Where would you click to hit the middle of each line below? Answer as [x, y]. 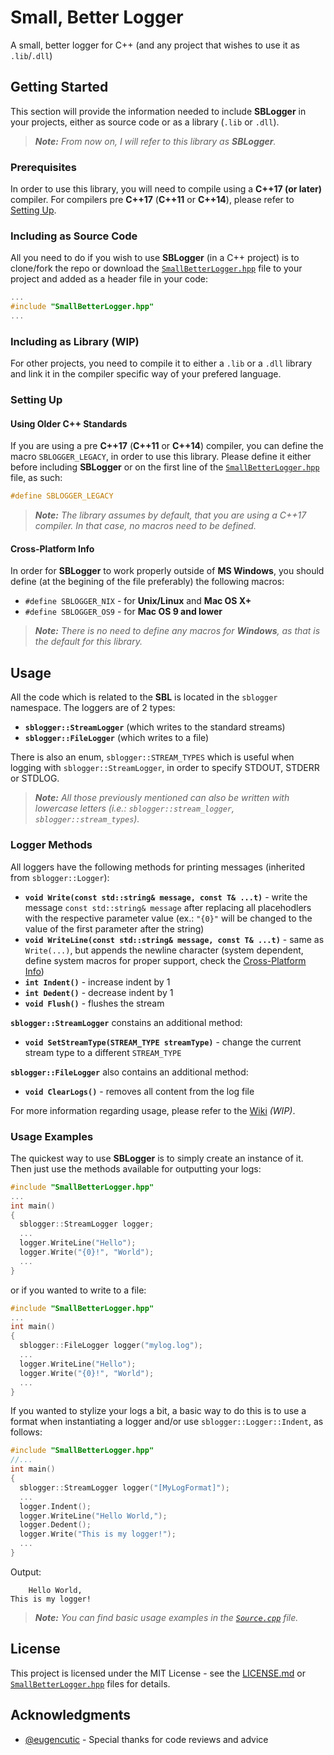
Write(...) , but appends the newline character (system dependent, [164, 950]
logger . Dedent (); [55, 1525]
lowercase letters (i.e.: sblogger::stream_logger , [134, 808]
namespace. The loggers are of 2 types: [93, 708]
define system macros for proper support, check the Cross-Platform [165, 960]
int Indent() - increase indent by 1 [97, 982]
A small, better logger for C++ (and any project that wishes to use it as [155, 45]
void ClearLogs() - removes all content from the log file [139, 1091]
